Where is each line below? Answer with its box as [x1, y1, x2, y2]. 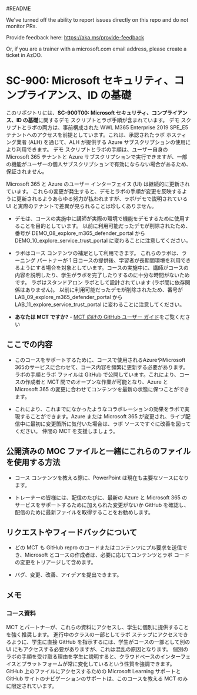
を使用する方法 [6, 458, 61, 468]
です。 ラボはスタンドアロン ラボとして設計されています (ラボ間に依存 [14, 278, 185, 286]
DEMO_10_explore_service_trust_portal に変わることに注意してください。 [14, 237, 191, 244]
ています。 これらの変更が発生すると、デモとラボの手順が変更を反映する [6, 187, 182, 194]
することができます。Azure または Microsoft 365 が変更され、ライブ [19, 412, 186, 419]
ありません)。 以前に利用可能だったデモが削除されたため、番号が [25, 286, 183, 293]
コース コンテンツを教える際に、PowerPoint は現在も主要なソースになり [14, 474, 189, 481]
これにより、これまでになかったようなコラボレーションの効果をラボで [14, 405, 185, 412]
